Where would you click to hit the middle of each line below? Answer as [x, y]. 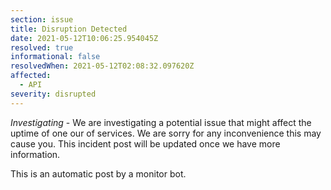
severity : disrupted [53, 94]
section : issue [42, 19]
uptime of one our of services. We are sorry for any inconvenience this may [166, 133]
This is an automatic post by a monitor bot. [98, 173]
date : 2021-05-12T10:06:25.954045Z [84, 38]
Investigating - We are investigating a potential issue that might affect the [161, 122]
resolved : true [42, 47]
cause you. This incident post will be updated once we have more [145, 143]
